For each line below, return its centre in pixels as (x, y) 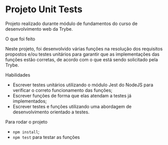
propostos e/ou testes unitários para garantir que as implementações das (82, 54)
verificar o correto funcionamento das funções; (63, 90)
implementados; (30, 101)
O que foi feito (20, 39)
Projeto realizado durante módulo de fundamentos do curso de (71, 23)
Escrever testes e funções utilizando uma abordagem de (72, 106)
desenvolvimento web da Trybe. (39, 29)
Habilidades (18, 75)
